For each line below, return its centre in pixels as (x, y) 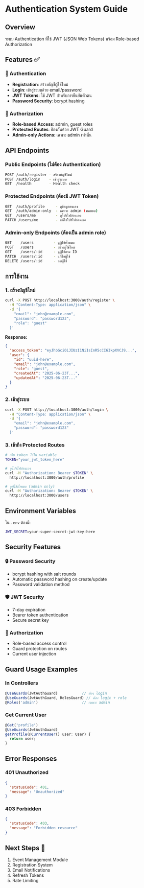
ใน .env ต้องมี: (18, 522)
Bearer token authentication (40, 615)
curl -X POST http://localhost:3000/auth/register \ (60, 300)
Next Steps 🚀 (25, 848)
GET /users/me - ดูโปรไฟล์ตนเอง (43, 216)
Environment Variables (41, 511)
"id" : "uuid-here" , (34, 360)
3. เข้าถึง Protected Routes (35, 445)
